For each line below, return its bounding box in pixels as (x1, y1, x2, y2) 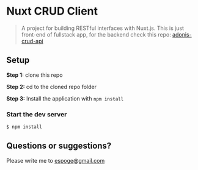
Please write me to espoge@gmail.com (6, 157, 105, 164)
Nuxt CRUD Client (6, 4, 98, 18)
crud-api (21, 37, 44, 44)
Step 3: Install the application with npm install (6, 94, 124, 102)
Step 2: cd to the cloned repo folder (6, 83, 97, 90)
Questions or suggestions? (6, 141, 112, 151)
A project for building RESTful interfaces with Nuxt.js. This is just (21, 24, 185, 32)
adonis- (172, 30, 192, 38)
